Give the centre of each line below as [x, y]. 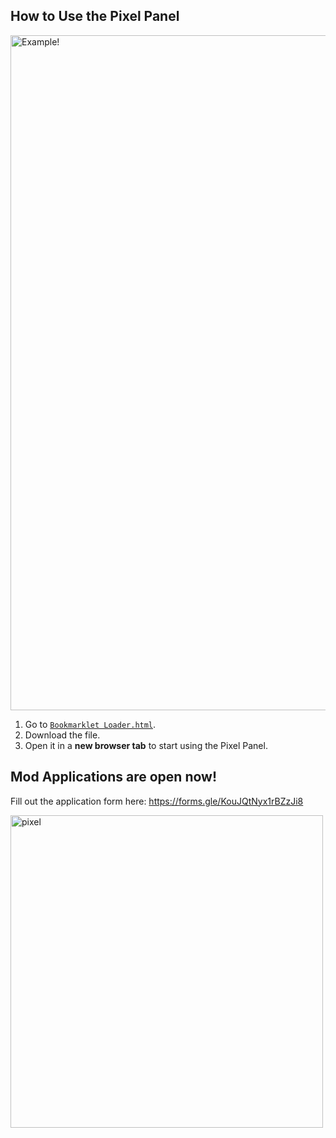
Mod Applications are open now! [114, 777]
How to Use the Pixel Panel [95, 16]
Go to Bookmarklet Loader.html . [90, 724]
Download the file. [62, 735]
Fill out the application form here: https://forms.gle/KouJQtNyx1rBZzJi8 [157, 801]
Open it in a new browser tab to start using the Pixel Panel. [146, 745]
